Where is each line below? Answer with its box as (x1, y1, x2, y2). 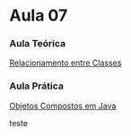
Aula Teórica (9, 38, 66, 50)
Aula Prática (9, 80, 65, 92)
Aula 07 (9, 5, 68, 26)
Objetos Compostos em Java (9, 100, 117, 111)
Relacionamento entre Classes (9, 57, 122, 68)
